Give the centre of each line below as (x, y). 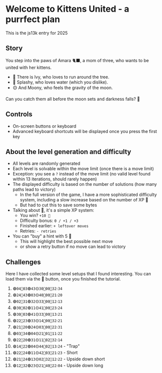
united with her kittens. (29, 67)
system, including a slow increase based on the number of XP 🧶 (84, 200)
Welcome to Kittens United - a (67, 9)
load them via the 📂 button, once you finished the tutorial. (63, 279)
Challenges (23, 262)
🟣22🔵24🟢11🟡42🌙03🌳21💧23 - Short (45, 352)
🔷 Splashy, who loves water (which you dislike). (60, 82)
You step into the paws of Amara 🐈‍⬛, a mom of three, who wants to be (77, 60)
